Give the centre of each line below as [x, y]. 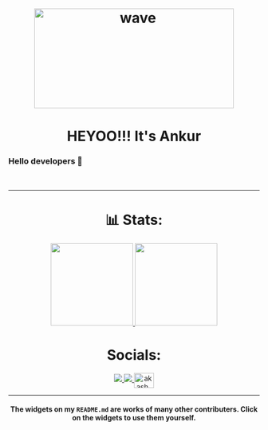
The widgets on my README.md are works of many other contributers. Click [134, 409]
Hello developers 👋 [45, 161]
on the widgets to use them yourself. [134, 418]
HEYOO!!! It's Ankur [134, 136]
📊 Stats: [134, 220]
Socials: [134, 355]
